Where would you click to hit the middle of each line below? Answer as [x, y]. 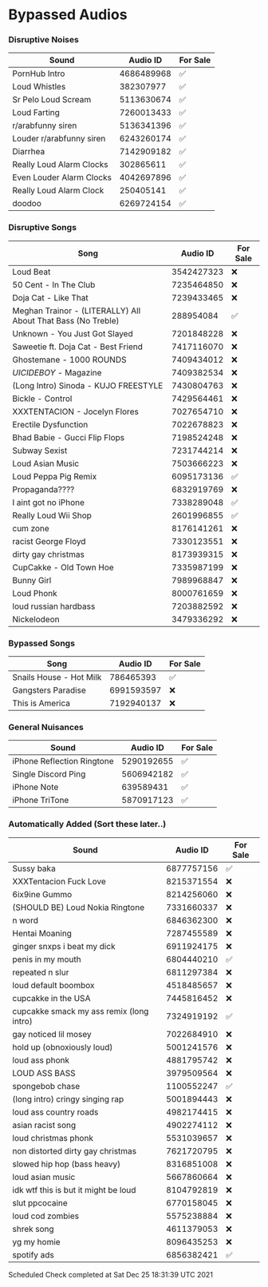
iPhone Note [35, 787]
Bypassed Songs [42, 643]
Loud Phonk [35, 593]
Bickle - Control [42, 399]
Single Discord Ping [49, 774]
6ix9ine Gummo [42, 894]
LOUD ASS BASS [44, 1073]
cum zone [31, 528]
